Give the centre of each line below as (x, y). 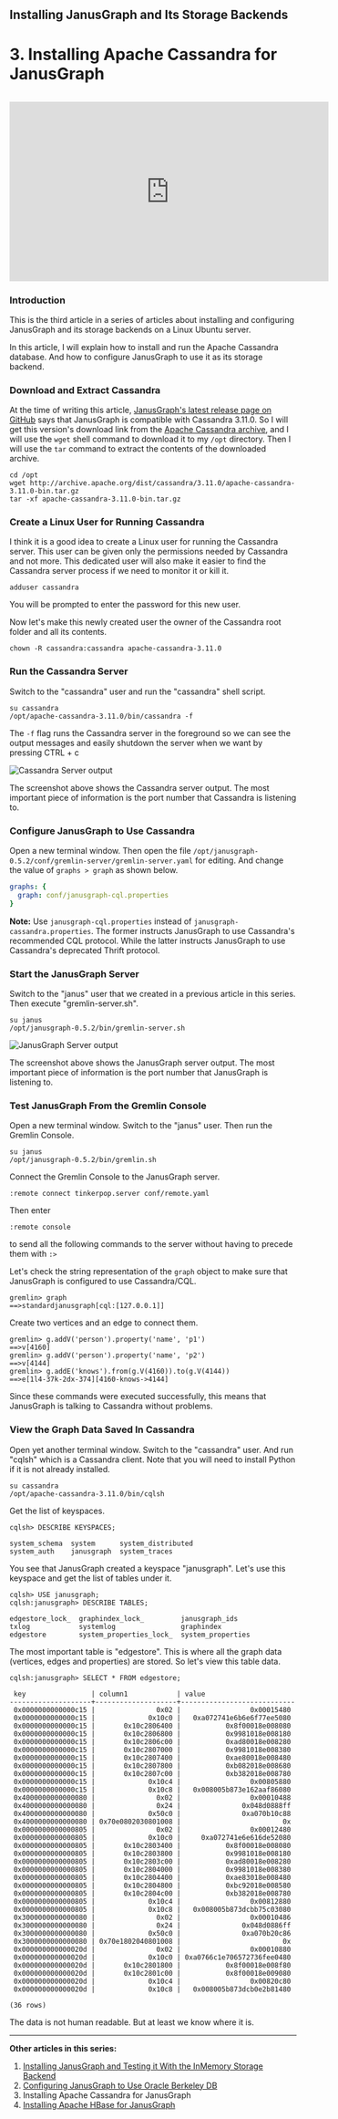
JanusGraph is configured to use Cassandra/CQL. (103, 1282)
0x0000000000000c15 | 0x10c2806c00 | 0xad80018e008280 (152, 1741)
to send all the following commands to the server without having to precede (151, 1244)
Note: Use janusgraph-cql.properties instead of (101, 921)
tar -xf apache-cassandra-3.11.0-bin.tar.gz (95, 499)
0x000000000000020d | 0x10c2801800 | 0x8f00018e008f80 (152, 1965)
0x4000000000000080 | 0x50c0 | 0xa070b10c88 (152, 1813)
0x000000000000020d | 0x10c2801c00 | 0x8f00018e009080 (152, 1973)
